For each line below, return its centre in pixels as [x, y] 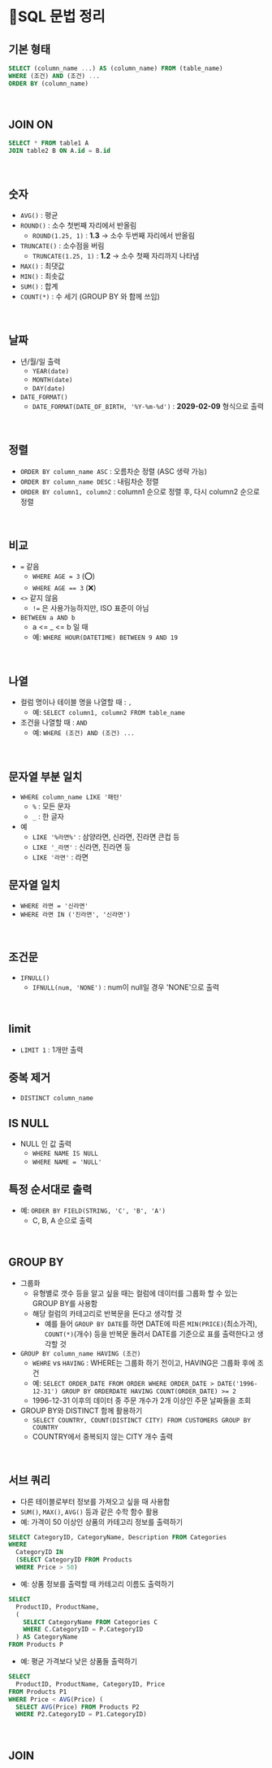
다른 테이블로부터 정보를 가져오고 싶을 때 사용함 [95, 1501]
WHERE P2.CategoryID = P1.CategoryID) [82, 1714]
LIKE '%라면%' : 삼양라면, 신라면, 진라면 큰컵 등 [106, 837]
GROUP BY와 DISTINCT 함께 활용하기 [81, 1410]
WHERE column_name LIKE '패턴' [71, 798]
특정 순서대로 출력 [50, 1189]
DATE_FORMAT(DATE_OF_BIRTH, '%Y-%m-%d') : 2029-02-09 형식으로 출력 [148, 406]
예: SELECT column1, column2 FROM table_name [108, 712]
